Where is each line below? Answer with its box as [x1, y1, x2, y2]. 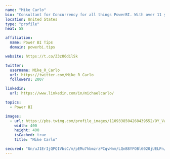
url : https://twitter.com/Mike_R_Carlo [10, 72, 94, 77]
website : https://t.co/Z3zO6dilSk [5, 54, 78, 59]
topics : [5, 100, 22, 105]
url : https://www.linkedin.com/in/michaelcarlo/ [10, 91, 114, 96]
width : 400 [14, 123, 37, 128]
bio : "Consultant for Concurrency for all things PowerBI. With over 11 [5, 12, 162, 17]
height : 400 [14, 128, 39, 133]
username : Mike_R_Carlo [10, 68, 60, 73]
